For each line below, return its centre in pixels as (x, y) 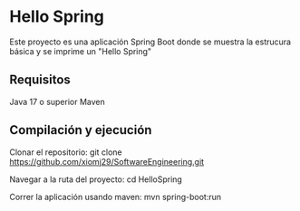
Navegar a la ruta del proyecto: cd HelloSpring (96, 179)
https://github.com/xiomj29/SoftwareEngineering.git (107, 161)
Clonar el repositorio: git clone (66, 152)
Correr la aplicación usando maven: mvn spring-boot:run (116, 197)
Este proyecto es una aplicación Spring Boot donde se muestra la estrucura (150, 42)
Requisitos (40, 80)
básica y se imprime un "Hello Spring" (81, 51)
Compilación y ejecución (81, 130)
